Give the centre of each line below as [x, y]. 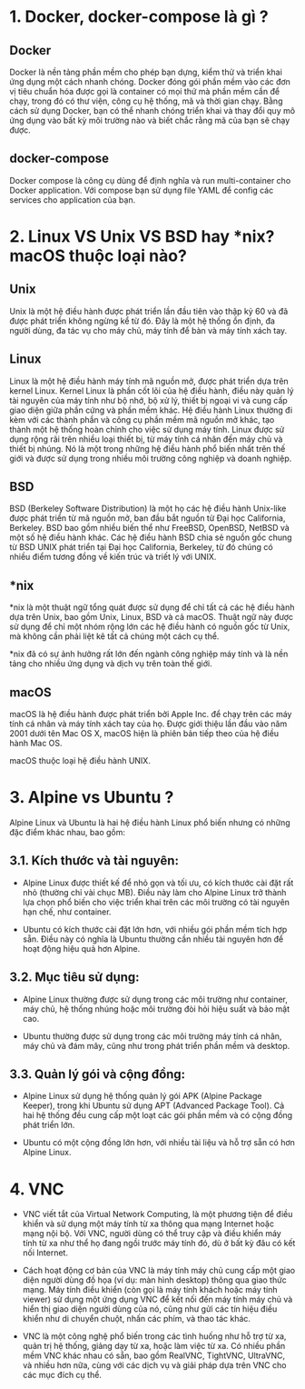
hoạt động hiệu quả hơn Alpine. [81, 948]
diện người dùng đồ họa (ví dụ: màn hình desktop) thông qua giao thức [155, 1280]
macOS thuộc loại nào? [98, 255]
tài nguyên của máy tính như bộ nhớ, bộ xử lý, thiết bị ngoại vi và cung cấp [148, 400]
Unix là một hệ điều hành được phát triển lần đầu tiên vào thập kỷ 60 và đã [149, 311]
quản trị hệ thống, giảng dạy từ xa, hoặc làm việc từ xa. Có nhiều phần [154, 1346]
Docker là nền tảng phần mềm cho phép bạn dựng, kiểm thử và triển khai [146, 72]
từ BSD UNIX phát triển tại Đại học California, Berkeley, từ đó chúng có [142, 547]
